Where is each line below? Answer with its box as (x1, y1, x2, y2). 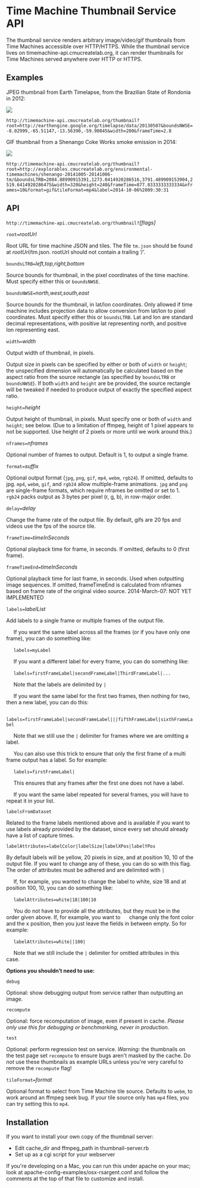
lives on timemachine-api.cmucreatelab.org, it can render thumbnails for (6, 49, 183, 56)
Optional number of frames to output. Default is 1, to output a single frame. (6, 451, 189, 458)
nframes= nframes (6, 439, 49, 447)
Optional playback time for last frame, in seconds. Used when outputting (6, 575, 185, 582)
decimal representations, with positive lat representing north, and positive (6, 319, 187, 327)
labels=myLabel (13, 647, 51, 653)
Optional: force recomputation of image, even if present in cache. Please (6, 1017, 185, 1024)
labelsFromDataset (6, 808, 52, 814)
